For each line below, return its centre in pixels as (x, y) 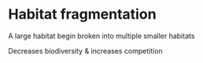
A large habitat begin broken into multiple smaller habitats (101, 36)
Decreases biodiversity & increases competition (85, 51)
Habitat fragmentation (82, 14)
